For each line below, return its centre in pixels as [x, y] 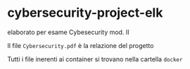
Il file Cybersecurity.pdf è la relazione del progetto [81, 45]
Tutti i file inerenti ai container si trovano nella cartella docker [95, 59]
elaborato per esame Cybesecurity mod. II [68, 32]
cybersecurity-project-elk [85, 13]
